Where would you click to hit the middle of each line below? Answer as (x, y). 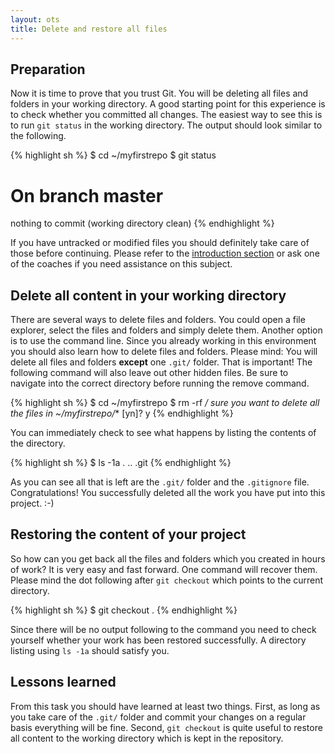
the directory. (38, 443)
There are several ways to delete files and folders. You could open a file (158, 320)
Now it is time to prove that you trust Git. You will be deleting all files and (159, 93)
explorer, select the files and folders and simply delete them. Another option (166, 330)
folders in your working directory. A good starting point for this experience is (168, 104)
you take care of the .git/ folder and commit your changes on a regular (158, 717)
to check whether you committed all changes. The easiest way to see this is (166, 115)
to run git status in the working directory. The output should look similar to (166, 125)
